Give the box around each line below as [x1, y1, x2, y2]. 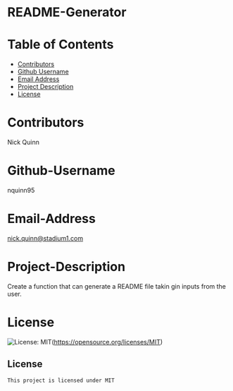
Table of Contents [7, 37, 114, 53]
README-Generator [7, 4, 127, 20]
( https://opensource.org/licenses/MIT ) [51, 337, 163, 346]
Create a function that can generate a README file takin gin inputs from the [7, 282, 227, 290]
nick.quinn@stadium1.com [7, 234, 83, 242]
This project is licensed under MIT [7, 377, 115, 384]
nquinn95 [7, 186, 35, 194]
